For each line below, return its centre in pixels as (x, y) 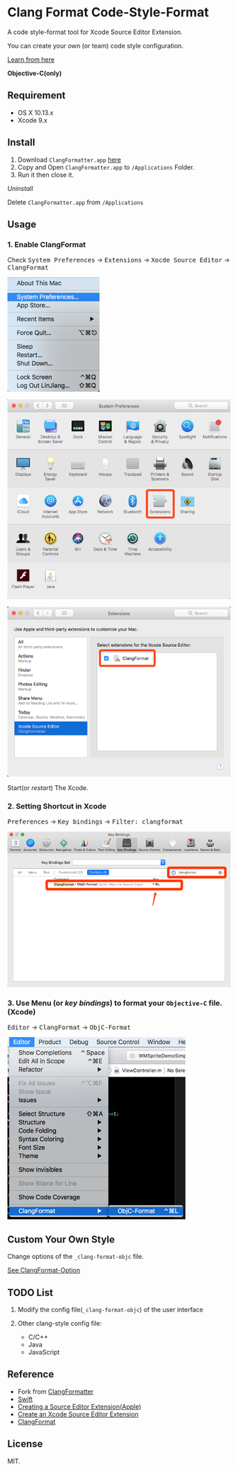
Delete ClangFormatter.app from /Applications (75, 202)
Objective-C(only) (35, 73)
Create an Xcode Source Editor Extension (78, 1414)
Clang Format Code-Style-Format (108, 12)
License (25, 1444)
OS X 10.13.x (35, 112)
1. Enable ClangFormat (47, 244)
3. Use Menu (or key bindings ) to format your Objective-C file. (115, 1003)
